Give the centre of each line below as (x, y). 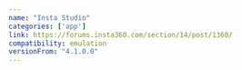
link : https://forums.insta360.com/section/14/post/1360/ (121, 35)
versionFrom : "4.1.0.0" (54, 52)
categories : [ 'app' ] (48, 26)
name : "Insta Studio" (50, 18)
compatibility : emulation (57, 43)
